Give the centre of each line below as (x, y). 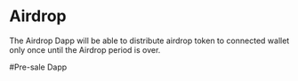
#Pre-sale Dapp (38, 67)
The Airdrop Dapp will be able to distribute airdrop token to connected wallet (149, 40)
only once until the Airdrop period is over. (85, 49)
